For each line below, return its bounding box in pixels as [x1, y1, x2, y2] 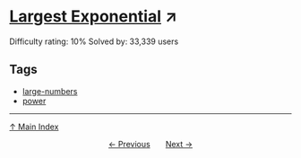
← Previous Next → [107, 138, 193, 149]
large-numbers [21, 85, 78, 96]
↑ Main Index [9, 121, 59, 132]
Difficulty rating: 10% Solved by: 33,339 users [9, 36, 179, 47]
